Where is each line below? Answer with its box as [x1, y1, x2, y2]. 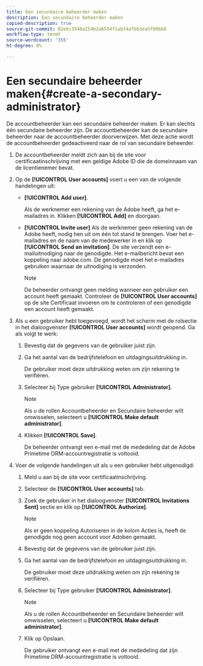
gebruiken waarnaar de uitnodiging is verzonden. [24, 262, 147, 270]
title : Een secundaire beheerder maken [6, 8, 107, 15]
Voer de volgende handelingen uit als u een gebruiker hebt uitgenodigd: [15, 462, 195, 469]
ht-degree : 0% [6, 43, 42, 49]
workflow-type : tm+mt [6, 32, 61, 38]
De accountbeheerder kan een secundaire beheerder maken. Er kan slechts [6, 119, 195, 127]
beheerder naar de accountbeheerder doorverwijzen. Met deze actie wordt [6, 133, 194, 140]
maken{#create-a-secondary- [6, 87, 162, 101]
